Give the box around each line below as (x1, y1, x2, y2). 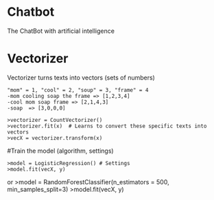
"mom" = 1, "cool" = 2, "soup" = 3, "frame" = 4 (7, 86, 149, 93)
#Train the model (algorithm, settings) (7, 147, 115, 155)
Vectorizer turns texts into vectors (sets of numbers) (7, 73, 156, 82)
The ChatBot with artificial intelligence (7, 27, 115, 35)
